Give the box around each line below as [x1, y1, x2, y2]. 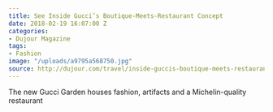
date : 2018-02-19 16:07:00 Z [8, 19, 107, 28]
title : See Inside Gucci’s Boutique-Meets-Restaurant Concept [8, 11, 223, 20]
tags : [8, 42, 27, 50]
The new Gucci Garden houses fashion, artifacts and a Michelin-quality [8, 87, 247, 97]
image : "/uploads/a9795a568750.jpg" [8, 58, 132, 66]
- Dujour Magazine [8, 34, 71, 43]
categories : [8, 27, 49, 35]
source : [8, 65, 35, 73]
